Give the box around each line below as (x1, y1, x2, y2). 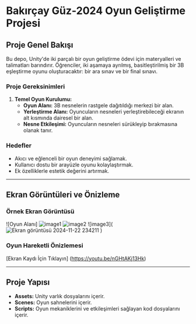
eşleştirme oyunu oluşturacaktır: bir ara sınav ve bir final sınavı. (6, 68, 157, 74)
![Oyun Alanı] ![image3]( (6, 221, 113, 228)
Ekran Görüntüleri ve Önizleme (6, 189, 120, 200)
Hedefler (6, 142, 32, 150)
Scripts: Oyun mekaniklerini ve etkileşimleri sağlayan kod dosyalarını (14, 305, 180, 312)
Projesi (6, 16, 41, 30)
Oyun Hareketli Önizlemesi (6, 241, 83, 250)
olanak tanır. (23, 127, 53, 134)
